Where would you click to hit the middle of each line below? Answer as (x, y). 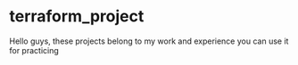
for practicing (34, 50)
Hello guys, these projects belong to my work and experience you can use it (149, 41)
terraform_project (77, 16)
